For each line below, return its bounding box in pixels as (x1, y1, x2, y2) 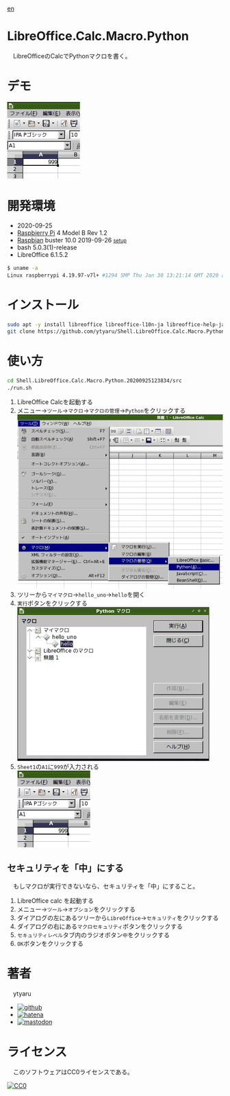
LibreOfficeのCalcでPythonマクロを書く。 (12, 51, 131, 60)
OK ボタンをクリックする (16, 939, 84, 947)
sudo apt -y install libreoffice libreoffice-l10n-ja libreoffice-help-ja (7, 321, 225, 328)
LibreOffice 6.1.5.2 (16, 250, 68, 258)
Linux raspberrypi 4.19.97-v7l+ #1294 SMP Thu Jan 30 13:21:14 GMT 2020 (7, 272, 219, 279)
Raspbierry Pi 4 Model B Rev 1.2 (16, 228, 107, 237)
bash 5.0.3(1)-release (16, 243, 77, 251)
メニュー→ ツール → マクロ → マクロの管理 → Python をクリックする (16, 406, 186, 414)
